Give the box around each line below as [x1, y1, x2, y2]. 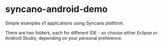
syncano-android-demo [5, 3, 108, 15]
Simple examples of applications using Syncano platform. [5, 20, 124, 26]
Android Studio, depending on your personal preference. [5, 35, 123, 41]
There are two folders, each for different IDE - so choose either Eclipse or [5, 29, 157, 35]
